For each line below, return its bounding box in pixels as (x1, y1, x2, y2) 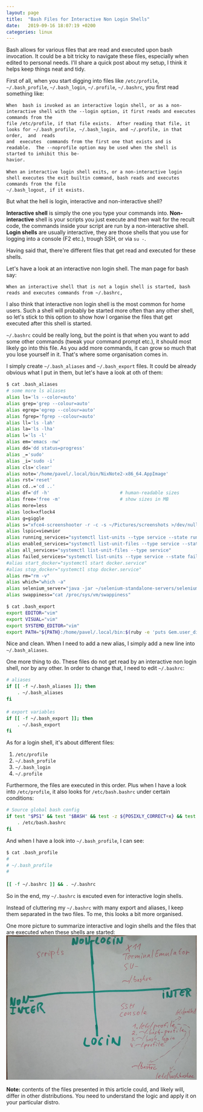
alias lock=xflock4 (6, 509, 56, 515)
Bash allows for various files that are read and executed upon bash (6, 46, 173, 54)
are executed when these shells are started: (6, 929, 115, 935)
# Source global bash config (6, 807, 80, 813)
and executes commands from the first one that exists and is (6, 139, 172, 145)
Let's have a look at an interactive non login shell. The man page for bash (6, 265, 188, 272)
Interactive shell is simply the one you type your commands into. (6, 209, 169, 217)
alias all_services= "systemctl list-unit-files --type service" (6, 547, 172, 553)
